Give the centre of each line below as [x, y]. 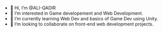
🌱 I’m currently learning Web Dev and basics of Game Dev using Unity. [84, 19]
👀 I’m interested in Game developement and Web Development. [77, 13]
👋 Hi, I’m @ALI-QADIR [33, 8]
